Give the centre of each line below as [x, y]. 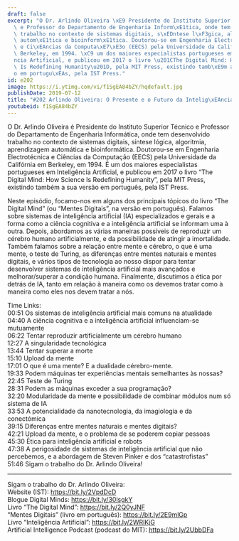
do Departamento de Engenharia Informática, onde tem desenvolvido [109, 134]
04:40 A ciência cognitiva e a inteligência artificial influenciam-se [103, 320]
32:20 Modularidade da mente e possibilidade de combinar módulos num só [119, 396]
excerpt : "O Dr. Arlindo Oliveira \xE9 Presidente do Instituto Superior [119, 21]
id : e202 [20, 80]
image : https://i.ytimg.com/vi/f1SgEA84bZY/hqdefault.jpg [95, 87]
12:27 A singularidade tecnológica [57, 343]
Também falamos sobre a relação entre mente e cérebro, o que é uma [110, 246]
